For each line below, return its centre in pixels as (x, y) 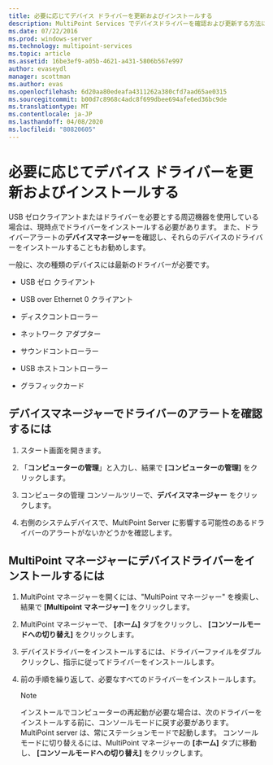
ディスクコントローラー (59, 316)
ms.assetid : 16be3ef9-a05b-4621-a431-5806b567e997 (96, 62)
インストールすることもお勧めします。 (86, 247)
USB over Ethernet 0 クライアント (77, 299)
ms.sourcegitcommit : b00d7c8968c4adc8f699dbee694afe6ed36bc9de (118, 99)
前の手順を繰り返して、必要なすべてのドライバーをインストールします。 (140, 680)
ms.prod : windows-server (50, 39)
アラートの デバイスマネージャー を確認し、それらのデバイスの (132, 237)
